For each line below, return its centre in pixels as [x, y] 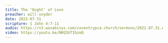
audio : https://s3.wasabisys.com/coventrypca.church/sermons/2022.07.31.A [85, 28]
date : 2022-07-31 [23, 19]
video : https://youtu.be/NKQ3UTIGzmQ [44, 33]
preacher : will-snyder [29, 14]
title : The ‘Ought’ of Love [34, 10]
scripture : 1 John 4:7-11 [32, 23]
